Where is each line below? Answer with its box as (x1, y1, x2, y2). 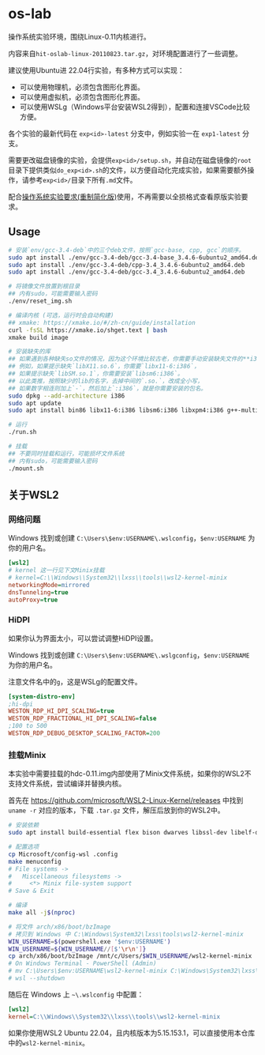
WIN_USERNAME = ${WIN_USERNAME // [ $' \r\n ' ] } (8, 945, 147, 953)
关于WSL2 (8, 488, 59, 502)
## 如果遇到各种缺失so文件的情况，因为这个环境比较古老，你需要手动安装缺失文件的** (8, 355, 251, 364)
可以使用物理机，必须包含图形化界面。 (19, 82, 144, 92)
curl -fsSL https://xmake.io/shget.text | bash (8, 326, 168, 334)
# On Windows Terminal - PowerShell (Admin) (8, 959, 157, 968)
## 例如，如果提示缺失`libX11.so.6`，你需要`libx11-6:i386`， (8, 363, 200, 371)
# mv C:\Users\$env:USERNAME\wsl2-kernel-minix (8, 967, 168, 975)
